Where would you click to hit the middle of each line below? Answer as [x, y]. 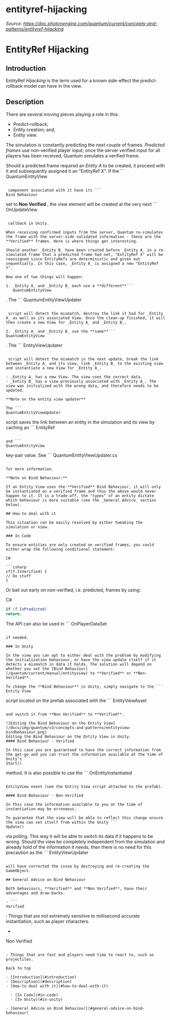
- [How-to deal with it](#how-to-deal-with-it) [57, 986]
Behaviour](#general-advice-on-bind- [105, 1008]
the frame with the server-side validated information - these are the [83, 237]
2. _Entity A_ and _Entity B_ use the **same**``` [61, 331]
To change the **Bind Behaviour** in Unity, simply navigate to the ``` [84, 687]
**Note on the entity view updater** [46, 399]
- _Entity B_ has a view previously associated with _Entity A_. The [81, 381]
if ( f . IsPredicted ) [26, 609]
